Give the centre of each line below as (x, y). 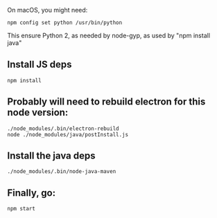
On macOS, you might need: (47, 10)
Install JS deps (40, 65)
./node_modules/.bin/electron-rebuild (63, 128)
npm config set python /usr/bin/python (65, 23)
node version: (38, 112)
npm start (21, 209)
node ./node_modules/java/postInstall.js (68, 134)
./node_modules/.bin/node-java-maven (62, 172)
